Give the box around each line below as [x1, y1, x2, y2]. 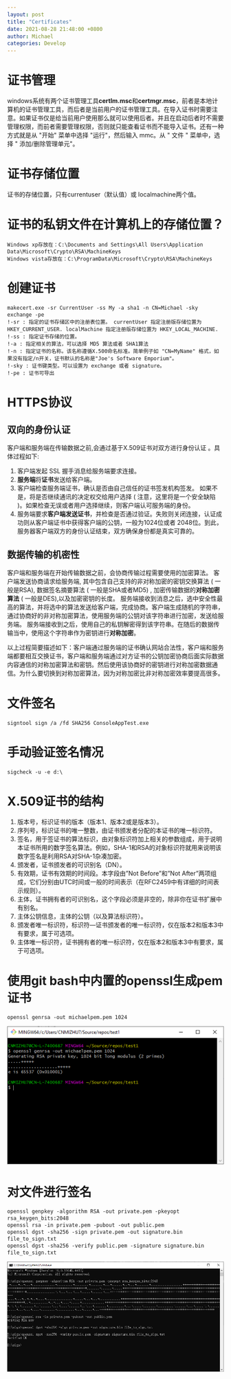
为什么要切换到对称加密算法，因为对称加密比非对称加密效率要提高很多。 [19, 669, 224, 677]
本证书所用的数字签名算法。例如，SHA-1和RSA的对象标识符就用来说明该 [16, 843, 222, 851]
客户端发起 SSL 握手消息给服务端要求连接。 [16, 467, 141, 475]
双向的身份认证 [7, 424, 71, 436]
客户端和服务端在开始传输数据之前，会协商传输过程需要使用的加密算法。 [7, 568, 212, 576]
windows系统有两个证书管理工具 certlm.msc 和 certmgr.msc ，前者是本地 [7, 97, 212, 105]
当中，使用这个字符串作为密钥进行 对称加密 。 [12, 629, 140, 637]
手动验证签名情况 [7, 744, 104, 760]
